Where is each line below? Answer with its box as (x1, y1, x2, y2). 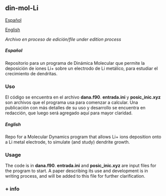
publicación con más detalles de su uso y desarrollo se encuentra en (5, 105, 146, 111)
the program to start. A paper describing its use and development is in (5, 168, 149, 174)
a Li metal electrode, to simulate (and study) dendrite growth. (5, 139, 130, 145)
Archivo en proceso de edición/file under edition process (5, 36, 121, 42)
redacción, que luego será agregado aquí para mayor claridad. (5, 110, 133, 116)
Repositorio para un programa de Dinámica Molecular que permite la (5, 60, 145, 66)
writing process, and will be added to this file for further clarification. (5, 173, 145, 179)
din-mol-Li (5, 4, 39, 12)
